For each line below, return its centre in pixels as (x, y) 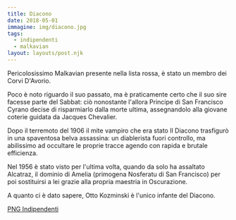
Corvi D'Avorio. (29, 80)
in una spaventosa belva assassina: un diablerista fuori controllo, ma (106, 137)
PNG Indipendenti (33, 209)
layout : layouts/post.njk (45, 54)
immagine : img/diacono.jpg (47, 27)
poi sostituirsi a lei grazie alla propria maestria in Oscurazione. (98, 181)
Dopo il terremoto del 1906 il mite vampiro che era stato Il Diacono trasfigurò (118, 130)
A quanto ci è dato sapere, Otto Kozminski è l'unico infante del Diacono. (112, 195)
